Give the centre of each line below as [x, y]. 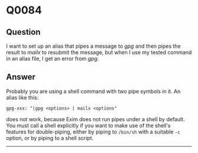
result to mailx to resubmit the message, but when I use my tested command [99, 52]
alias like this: [22, 97]
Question [23, 32]
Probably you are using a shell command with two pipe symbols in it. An [93, 91]
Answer [21, 77]
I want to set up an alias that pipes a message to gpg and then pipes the [93, 46]
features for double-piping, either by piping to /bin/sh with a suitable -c [93, 132]
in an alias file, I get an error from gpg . [52, 59]
